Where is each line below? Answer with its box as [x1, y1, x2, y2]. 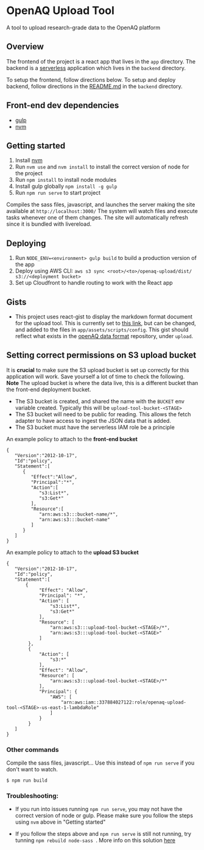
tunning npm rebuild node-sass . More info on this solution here [15, 837, 175, 844]
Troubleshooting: [6, 791, 59, 800]
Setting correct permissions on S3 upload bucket [6, 350, 197, 361]
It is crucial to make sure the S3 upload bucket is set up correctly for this [6, 366, 190, 373]
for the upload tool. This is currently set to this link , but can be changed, [15, 320, 196, 326]
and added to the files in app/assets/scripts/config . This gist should [15, 326, 189, 333]
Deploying [6, 238, 46, 248]
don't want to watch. [6, 766, 58, 773]
